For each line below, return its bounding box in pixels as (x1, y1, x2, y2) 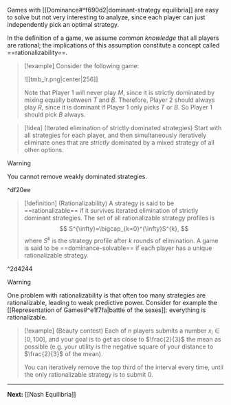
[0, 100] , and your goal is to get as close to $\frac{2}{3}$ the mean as (23, 335, 221, 344)
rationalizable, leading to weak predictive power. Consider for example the (7, 298, 218, 307)
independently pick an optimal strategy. (7, 21, 119, 28)
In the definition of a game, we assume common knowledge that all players (7, 34, 219, 42)
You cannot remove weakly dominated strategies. (7, 172, 148, 180)
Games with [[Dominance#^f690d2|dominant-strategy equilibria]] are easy (7, 6, 219, 14)
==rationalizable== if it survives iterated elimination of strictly (23, 207, 199, 214)
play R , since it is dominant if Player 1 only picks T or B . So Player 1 (23, 103, 213, 111)
